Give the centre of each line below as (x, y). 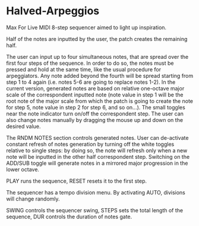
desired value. (23, 126)
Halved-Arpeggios (53, 11)
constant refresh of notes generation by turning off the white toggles (90, 144)
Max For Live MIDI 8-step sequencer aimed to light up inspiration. (86, 27)
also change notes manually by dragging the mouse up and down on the (94, 120)
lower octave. (23, 169)
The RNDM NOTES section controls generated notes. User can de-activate (97, 137)
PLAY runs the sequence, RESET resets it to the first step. (77, 181)
